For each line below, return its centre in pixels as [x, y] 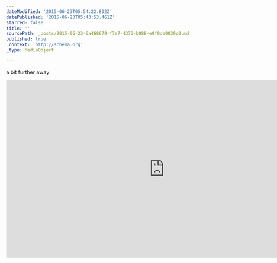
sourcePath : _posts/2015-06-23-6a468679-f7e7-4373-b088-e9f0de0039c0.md [98, 34]
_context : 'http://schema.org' [45, 45]
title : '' [18, 28]
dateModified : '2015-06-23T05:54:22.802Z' [59, 12]
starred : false [25, 22]
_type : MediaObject [30, 50]
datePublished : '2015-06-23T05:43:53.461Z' [61, 17]
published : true [26, 39]
